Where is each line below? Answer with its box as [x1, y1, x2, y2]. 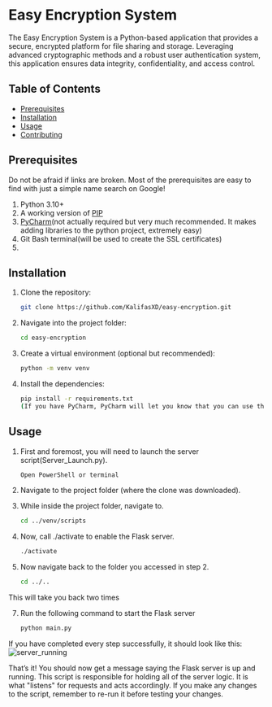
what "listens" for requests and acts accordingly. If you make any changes [8, 680, 257, 690]
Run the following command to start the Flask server [19, 609, 196, 618]
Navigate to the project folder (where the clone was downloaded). [19, 486, 241, 495]
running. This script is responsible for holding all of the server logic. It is [8, 671, 249, 681]
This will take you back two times [8, 592, 120, 603]
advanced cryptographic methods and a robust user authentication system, [8, 50, 261, 59]
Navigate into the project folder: [19, 318, 127, 328]
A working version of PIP [19, 207, 103, 217]
